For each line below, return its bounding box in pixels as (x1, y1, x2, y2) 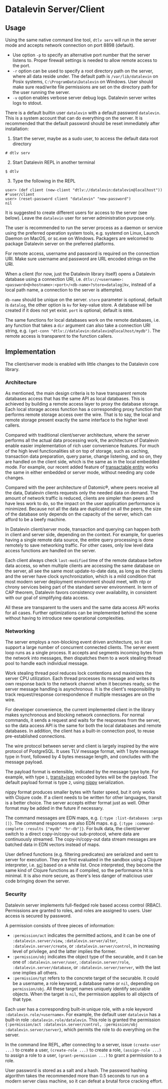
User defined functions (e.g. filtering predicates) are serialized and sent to (5, 851, 158, 857)
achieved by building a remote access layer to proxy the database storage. (5, 401, 159, 407)
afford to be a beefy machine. (5, 517, 67, 523)
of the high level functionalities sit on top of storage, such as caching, (5, 448, 149, 454)
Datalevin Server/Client (5, 4, 105, 15)
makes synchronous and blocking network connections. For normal (5, 712, 144, 718)
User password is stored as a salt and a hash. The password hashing (5, 1067, 147, 1073)
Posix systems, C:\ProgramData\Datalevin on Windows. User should (12, 79, 153, 84)
